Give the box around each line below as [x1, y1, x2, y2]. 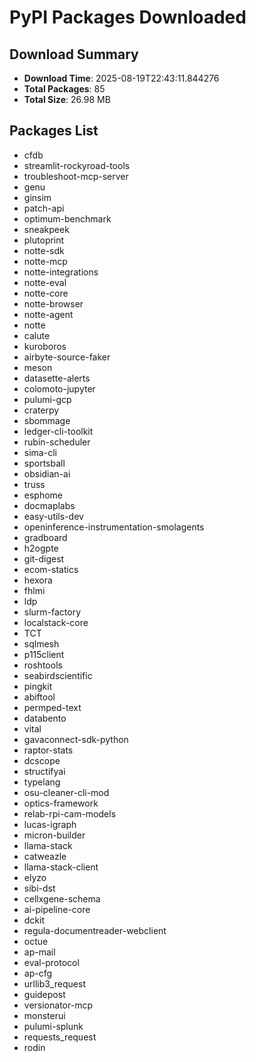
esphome [23, 489, 64, 501]
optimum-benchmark [23, 212, 112, 225]
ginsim [23, 191, 52, 203]
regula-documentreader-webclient [23, 924, 167, 936]
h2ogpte [23, 542, 59, 554]
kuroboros [23, 340, 67, 352]
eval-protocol [23, 956, 80, 968]
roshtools [23, 659, 63, 671]
